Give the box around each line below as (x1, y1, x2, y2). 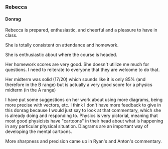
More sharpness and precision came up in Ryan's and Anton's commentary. (5, 138, 162, 144)
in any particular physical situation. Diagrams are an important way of (5, 123, 149, 129)
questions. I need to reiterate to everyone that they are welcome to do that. (5, 66, 160, 73)
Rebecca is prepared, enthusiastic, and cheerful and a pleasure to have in (5, 27, 157, 33)
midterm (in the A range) (5, 87, 56, 93)
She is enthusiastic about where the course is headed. (5, 51, 118, 58)
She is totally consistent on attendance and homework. (5, 42, 119, 48)
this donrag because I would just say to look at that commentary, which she (5, 107, 161, 113)
